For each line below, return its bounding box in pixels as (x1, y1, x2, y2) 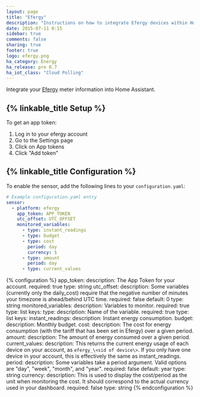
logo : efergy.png (6, 53, 49, 59)
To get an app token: (6, 119, 57, 126)
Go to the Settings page (14, 137, 73, 144)
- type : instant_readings (21, 227, 86, 233)
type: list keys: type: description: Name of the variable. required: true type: (6, 308, 189, 315)
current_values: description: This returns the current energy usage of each (6, 340, 189, 347)
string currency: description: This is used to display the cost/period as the (6, 371, 187, 379)
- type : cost (21, 238, 55, 244)
